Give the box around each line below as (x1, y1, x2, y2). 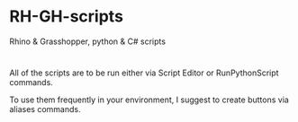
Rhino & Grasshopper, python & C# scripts (9, 36, 167, 47)
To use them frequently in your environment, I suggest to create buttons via (9, 94, 290, 105)
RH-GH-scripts (9, 6, 124, 27)
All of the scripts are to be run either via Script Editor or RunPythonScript (9, 67, 279, 78)
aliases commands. (9, 104, 81, 115)
